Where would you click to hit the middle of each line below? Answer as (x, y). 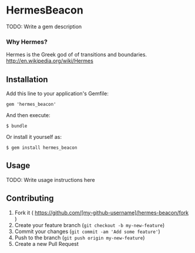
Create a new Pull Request (47, 244)
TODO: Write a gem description (44, 26)
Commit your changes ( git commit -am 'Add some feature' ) (87, 231)
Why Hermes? (27, 42)
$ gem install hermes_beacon (42, 148)
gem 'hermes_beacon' (31, 104)
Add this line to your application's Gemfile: (57, 94)
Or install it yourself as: (34, 137)
